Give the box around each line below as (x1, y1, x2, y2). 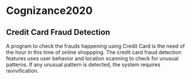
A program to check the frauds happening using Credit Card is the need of (6, 42, 185, 49)
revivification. (6, 67, 39, 74)
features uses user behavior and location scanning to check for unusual (6, 55, 179, 62)
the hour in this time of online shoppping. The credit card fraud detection (6, 49, 182, 56)
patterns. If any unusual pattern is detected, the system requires (6, 61, 161, 68)
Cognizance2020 (6, 4, 93, 17)
